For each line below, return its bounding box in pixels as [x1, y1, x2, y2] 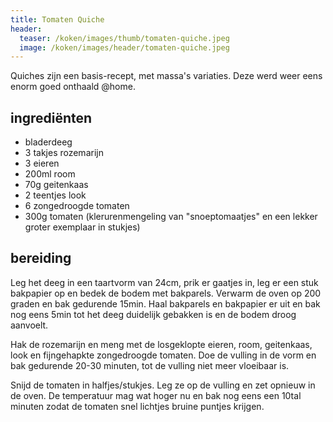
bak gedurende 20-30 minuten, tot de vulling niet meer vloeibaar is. [10, 359, 290, 371]
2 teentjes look [24, 189, 87, 201]
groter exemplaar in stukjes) [24, 221, 141, 233]
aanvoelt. [10, 319, 49, 331]
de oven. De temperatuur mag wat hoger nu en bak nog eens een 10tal [10, 389, 302, 401]
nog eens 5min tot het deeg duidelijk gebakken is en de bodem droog [10, 308, 297, 320]
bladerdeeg [24, 136, 73, 148]
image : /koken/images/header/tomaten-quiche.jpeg [19, 42, 230, 53]
